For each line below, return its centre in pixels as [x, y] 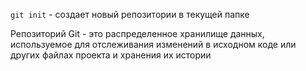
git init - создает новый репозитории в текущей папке [130, 14]
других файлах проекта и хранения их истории [111, 55]
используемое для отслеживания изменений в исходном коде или [153, 44]
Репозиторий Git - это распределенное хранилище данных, [137, 33]
